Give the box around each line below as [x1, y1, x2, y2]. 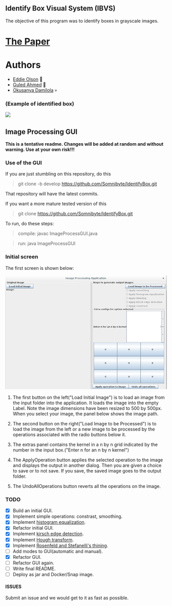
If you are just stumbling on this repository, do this [5, 171, 111, 177]
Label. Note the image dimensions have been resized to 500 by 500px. [12, 405, 162, 411]
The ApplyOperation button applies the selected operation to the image [12, 457, 163, 463]
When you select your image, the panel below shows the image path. [12, 410, 159, 417]
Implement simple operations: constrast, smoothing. [12, 513, 123, 520]
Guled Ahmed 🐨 [12, 82, 46, 88]
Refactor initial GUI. [12, 525, 54, 531]
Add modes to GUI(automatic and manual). [12, 548, 103, 554]
